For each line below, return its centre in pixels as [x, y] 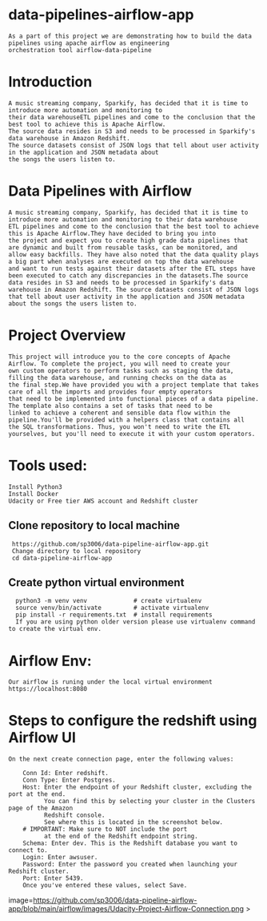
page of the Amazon [41, 808]
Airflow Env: [50, 661]
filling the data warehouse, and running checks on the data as [118, 378]
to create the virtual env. [55, 629]
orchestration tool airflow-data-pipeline [80, 50]
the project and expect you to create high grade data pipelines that [128, 240]
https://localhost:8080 [48, 689]
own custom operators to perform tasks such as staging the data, [121, 370]
